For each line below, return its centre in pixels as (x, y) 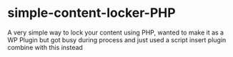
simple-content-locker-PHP (92, 13)
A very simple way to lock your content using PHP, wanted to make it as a (115, 32)
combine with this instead (45, 47)
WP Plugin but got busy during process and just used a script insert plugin (117, 39)
